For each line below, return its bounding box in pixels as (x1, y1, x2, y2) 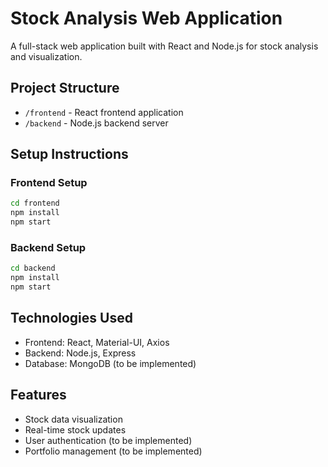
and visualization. (10, 50, 83, 62)
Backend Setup (10, 240, 87, 254)
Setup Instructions (10, 146, 129, 163)
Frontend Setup (10, 176, 88, 190)
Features (10, 387, 67, 404)
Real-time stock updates (24, 423, 127, 436)
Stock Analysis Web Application (10, 7, 283, 30)
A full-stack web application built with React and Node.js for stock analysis (10, 40, 319, 52)
